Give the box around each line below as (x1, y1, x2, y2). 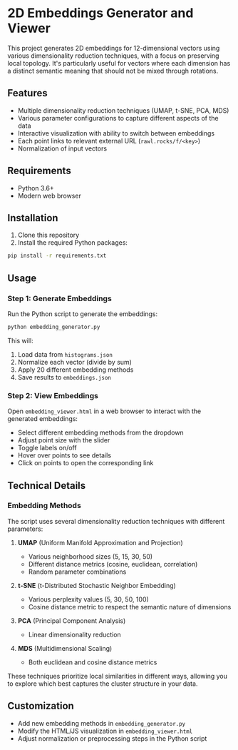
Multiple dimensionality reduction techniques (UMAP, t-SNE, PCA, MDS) (17, 106, 229, 115)
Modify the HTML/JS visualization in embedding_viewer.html (17, 726, 193, 735)
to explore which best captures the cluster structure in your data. (7, 679, 198, 688)
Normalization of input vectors (17, 144, 108, 153)
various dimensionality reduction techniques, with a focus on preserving (7, 51, 219, 60)
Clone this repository (17, 230, 80, 240)
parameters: (7, 525, 43, 533)
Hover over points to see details (17, 451, 112, 460)
